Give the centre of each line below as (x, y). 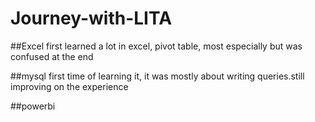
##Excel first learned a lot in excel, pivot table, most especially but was (156, 46)
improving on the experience (69, 86)
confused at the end (52, 56)
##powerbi (33, 106)
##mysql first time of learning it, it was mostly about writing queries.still (157, 76)
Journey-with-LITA (91, 18)
